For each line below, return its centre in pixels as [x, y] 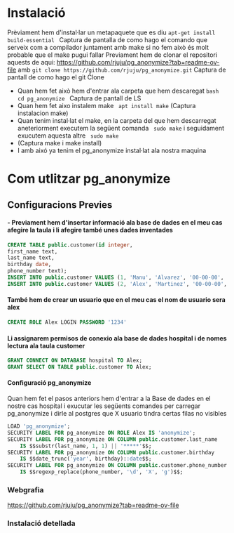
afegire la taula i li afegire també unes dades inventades [90, 230]
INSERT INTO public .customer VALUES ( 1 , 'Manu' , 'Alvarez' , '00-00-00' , [116, 278]
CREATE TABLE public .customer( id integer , [70, 245]
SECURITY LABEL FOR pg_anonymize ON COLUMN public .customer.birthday [111, 452]
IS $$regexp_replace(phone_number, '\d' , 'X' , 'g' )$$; [102, 472]
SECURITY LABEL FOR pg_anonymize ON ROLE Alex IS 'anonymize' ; [102, 433]
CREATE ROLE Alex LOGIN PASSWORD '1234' [67, 322]
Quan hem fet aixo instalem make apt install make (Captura [106, 105]
